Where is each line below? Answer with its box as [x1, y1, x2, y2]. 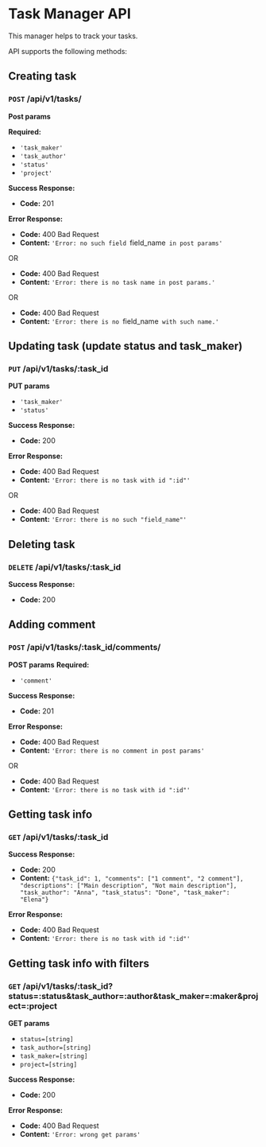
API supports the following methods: [8, 46, 128, 56]
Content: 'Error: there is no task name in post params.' [19, 277, 216, 286]
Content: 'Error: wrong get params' [19, 1130, 141, 1139]
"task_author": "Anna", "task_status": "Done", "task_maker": [19, 888, 230, 897]
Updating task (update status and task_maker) [8, 340, 243, 353]
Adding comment [8, 618, 96, 632]
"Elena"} [19, 896, 49, 904]
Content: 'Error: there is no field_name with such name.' [19, 316, 220, 326]
